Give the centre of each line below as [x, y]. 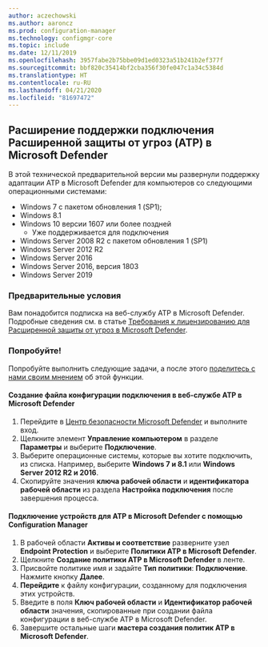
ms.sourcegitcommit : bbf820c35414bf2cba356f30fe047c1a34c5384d [116, 68]
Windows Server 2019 [56, 275]
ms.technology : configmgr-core [60, 38]
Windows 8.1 [40, 215]
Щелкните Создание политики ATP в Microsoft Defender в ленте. [132, 560]
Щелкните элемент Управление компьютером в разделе [119, 438]
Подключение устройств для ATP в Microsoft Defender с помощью [126, 516]
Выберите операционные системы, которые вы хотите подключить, [136, 455]
